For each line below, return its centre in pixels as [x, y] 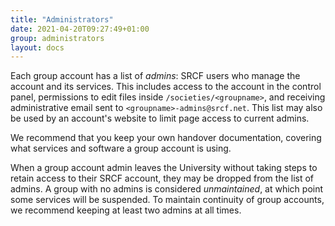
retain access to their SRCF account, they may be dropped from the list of [162, 178]
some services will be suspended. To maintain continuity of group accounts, [167, 200]
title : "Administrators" [62, 19]
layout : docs [37, 47]
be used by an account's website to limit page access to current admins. [160, 118]
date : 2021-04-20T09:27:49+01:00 [80, 29]
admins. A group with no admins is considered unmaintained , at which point [167, 189]
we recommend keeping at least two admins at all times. [126, 210]
